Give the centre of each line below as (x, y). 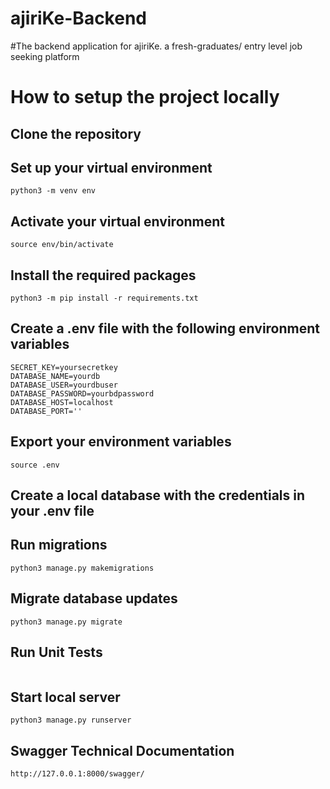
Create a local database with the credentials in (158, 495)
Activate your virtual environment (118, 221)
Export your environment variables (121, 442)
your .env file (52, 510)
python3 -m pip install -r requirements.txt (104, 298)
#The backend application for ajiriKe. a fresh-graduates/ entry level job (156, 46)
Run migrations (59, 545)
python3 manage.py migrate (66, 622)
